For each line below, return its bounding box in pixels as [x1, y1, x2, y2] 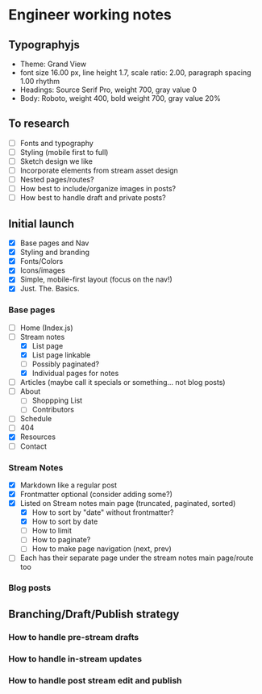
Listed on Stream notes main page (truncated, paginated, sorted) [19, 499, 236, 508]
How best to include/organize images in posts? [19, 184, 176, 194]
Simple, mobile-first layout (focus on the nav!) [19, 274, 173, 284]
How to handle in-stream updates [8, 653, 143, 664]
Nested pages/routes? [19, 175, 94, 185]
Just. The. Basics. [19, 284, 80, 294]
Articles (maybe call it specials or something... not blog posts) [19, 378, 226, 387]
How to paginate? [31, 535, 91, 545]
